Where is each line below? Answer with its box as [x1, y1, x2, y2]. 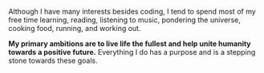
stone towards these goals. [8, 56, 98, 65]
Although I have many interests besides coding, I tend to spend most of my [8, 7, 257, 16]
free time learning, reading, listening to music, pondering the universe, [8, 15, 241, 25]
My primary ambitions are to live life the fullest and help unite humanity [8, 39, 251, 48]
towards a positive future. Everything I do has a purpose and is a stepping [8, 48, 256, 56]
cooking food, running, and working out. [8, 24, 141, 33]
